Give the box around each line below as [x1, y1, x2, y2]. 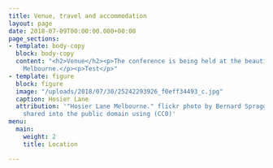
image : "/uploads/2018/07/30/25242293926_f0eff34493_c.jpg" [15, 87, 223, 96]
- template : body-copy [8, 42, 85, 50]
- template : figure [8, 72, 75, 80]
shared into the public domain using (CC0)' [23, 110, 176, 118]
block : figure [15, 80, 63, 88]
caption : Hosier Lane [15, 95, 89, 103]
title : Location [23, 140, 79, 149]
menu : [8, 118, 27, 126]
